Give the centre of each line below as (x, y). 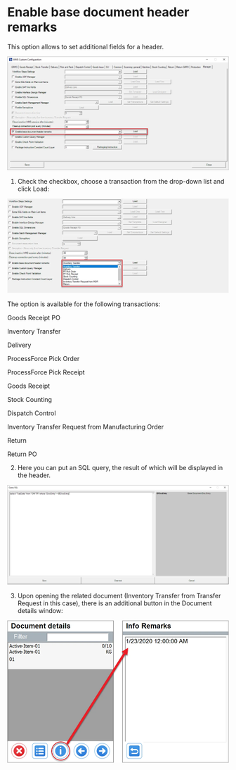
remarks (32, 27)
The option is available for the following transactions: (84, 304)
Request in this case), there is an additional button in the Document (114, 603)
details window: (40, 611)
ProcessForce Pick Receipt (46, 372)
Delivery (19, 345)
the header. (34, 475)
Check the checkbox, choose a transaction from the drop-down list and (121, 182)
